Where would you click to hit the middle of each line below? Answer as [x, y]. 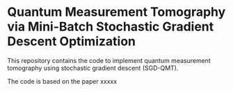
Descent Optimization [71, 42]
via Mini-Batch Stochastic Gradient [111, 27]
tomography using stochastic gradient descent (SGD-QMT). [93, 68]
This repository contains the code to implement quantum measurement [109, 60]
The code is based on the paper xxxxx [62, 81]
